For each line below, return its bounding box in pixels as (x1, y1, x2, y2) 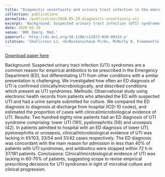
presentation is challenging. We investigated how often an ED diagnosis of (5, 77, 155, 83)
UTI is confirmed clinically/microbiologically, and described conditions (5, 83, 147, 89)
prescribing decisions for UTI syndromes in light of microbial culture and (5, 161, 152, 167)
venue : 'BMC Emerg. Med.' (5, 30, 58, 35)
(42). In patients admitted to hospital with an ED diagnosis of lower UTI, (5, 125, 150, 130)
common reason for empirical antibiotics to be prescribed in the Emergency (5, 67, 158, 73)
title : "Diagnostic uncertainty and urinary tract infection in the (5, 7, 148, 12)
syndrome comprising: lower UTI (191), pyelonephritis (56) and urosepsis (5, 119, 152, 125)
